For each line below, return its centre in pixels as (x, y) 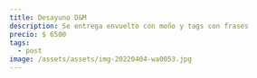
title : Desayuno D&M (48, 17)
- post (30, 51)
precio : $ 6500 (38, 34)
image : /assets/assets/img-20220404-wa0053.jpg (101, 59)
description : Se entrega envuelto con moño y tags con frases (129, 26)
